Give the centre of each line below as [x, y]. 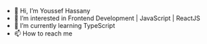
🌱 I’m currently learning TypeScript [64, 25]
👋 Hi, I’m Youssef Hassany [52, 11]
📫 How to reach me [43, 34]
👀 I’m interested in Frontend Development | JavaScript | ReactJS [107, 18]
